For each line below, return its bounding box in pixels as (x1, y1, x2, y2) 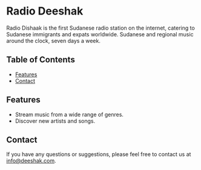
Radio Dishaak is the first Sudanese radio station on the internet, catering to (6, 24, 195, 31)
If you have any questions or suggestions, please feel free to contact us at (6, 151, 191, 158)
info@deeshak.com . (6, 157, 56, 165)
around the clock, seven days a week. (6, 37, 101, 44)
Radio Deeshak (6, 4, 84, 18)
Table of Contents (6, 54, 76, 65)
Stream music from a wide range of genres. (15, 111, 124, 118)
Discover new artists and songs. (15, 117, 96, 125)
